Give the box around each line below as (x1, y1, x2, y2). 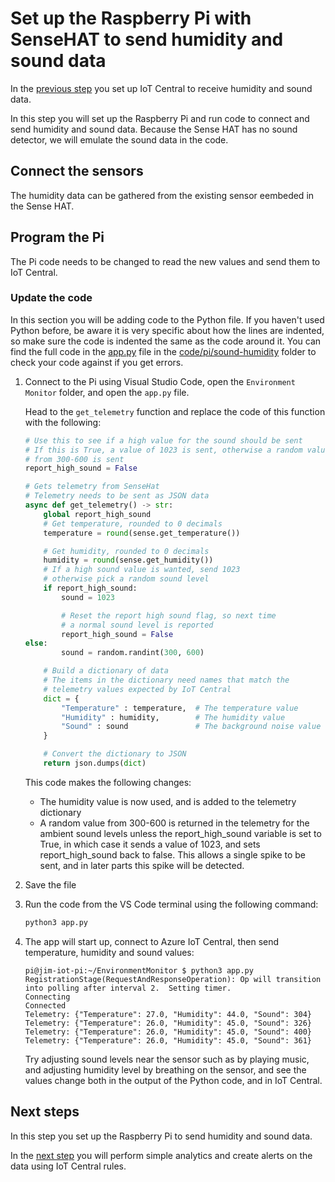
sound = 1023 (61, 592, 116, 602)
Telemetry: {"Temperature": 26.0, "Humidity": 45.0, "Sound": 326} (24, 1018, 312, 1028)
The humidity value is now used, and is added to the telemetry (39, 795, 297, 807)
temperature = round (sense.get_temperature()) (43, 528, 241, 538)
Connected (24, 1000, 67, 1011)
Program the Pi (10, 229, 105, 246)
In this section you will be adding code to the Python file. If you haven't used (10, 313, 325, 326)
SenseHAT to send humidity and (10, 28, 284, 51)
